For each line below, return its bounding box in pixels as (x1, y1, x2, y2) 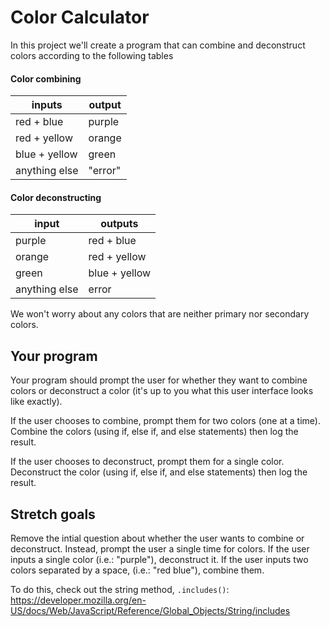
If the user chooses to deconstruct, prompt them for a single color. (10, 456, 285, 468)
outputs (100, 217, 139, 231)
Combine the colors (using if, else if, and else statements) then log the (10, 426, 299, 438)
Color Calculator (10, 6, 150, 29)
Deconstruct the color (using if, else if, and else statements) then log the (10, 466, 308, 478)
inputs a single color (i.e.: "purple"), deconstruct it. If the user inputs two (10, 553, 309, 565)
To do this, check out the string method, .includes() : (10, 583, 230, 595)
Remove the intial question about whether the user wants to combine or (10, 532, 305, 544)
